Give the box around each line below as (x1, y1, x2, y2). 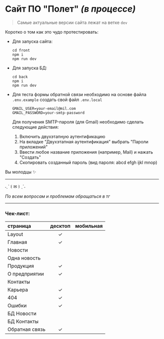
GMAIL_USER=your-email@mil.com (12, 106, 76, 111)
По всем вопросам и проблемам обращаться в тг (5, 193, 110, 199)
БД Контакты (7, 318, 39, 325)
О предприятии (7, 271, 44, 278)
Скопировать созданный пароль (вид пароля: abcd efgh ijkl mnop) (19, 160, 158, 165)
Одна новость (7, 255, 41, 261)
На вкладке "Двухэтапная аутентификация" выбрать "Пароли (19, 139, 149, 144)
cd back (12, 74, 28, 79)
